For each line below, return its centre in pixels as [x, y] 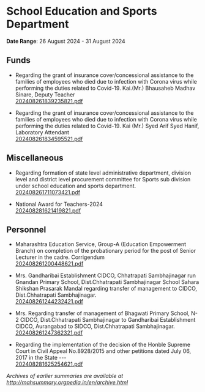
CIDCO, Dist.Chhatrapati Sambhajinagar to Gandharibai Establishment [108, 320]
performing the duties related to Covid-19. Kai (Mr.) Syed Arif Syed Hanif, [107, 126]
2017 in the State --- [41, 358]
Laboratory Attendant [42, 132]
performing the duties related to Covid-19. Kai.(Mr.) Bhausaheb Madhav [105, 88]
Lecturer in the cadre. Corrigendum [60, 257]
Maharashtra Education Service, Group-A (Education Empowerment [101, 244]
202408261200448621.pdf [49, 264]
